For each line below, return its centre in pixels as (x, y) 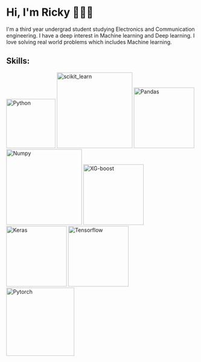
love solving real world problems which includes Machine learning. (89, 42)
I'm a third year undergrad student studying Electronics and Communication (101, 29)
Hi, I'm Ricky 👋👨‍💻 (50, 12)
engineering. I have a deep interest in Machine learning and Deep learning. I (101, 35)
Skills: (18, 61)
